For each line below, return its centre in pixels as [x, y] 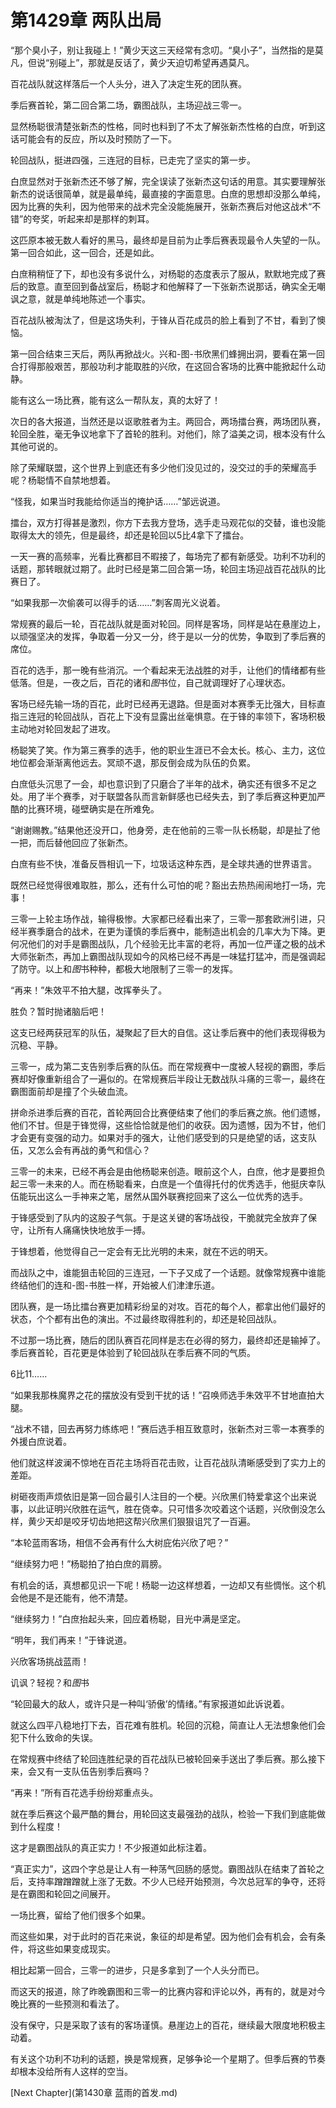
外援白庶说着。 [41, 1441]
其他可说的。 [36, 446]
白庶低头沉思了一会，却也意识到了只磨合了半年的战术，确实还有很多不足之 [163, 783]
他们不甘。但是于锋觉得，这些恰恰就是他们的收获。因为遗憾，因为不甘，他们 [168, 1125]
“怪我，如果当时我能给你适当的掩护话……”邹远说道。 [118, 501]
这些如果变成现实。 [76, 1948]
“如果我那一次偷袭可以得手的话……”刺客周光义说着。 [118, 602]
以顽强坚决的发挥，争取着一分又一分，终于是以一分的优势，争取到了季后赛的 [168, 636]
